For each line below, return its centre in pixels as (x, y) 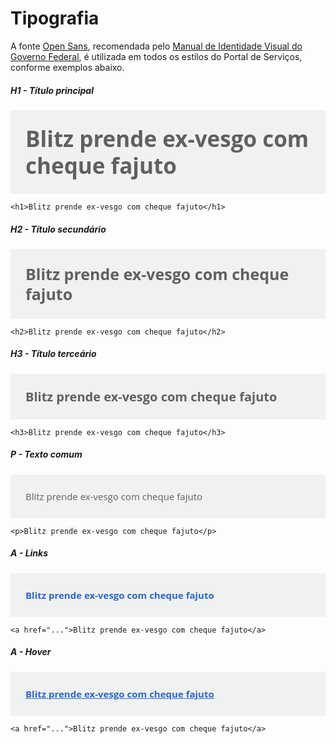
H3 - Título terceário (53, 354)
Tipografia (55, 18)
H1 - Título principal (52, 90)
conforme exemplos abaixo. (67, 67)
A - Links (29, 553)
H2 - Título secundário (58, 229)
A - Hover (31, 652)
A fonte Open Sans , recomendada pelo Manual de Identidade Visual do (156, 46)
